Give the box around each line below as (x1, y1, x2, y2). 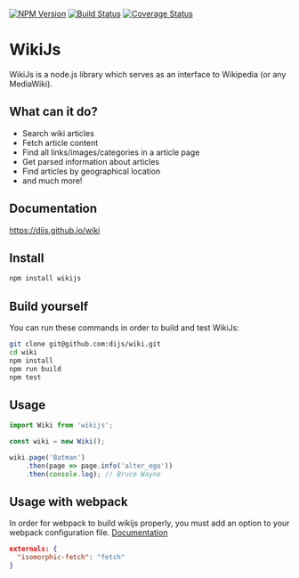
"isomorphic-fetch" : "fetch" (17, 553, 125, 562)
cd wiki (9, 347, 38, 356)
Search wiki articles (21, 127, 95, 138)
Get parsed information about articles (21, 156, 160, 167)
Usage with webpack (9, 494, 128, 509)
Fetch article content (21, 137, 99, 148)
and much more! (21, 175, 83, 186)
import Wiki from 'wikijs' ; (9, 421, 114, 430)
